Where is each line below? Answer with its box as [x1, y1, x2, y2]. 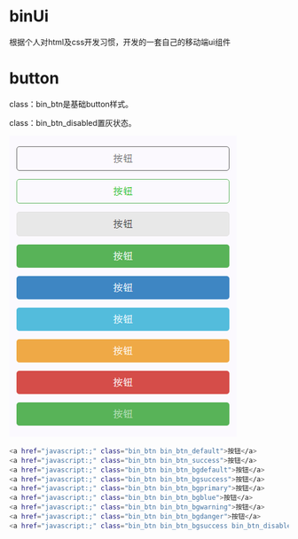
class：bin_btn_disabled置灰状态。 [9, 117, 137, 128]
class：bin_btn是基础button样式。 [9, 98, 134, 109]
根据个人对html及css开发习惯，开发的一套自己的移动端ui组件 [9, 36, 231, 47]
